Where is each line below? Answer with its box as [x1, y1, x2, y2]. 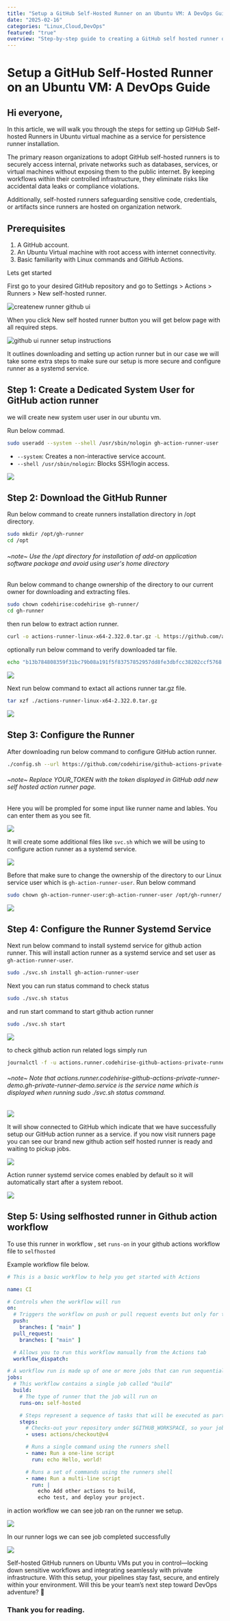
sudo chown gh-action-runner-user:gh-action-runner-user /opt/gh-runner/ [7, 891, 222, 899]
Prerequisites [7, 222, 66, 234]
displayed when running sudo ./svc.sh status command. [7, 1089, 166, 1097]
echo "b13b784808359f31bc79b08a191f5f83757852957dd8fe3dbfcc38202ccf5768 [7, 659, 222, 666]
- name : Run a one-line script [25, 1450, 115, 1457]
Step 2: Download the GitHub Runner [7, 492, 168, 504]
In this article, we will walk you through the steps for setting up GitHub [7, 125, 205, 134]
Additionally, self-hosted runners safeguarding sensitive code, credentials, [7, 196, 217, 204]
